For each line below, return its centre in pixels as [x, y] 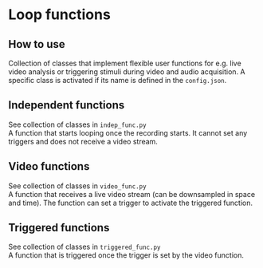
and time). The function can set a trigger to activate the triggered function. [131, 203]
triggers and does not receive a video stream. [83, 141]
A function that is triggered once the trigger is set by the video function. [126, 255]
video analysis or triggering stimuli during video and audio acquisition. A [127, 72]
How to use [37, 44]
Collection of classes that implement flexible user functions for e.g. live [125, 63]
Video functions [49, 166]
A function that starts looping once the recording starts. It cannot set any [128, 132]
